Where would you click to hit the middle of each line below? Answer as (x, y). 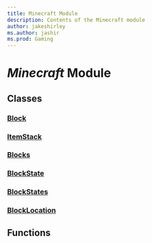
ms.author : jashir (33, 33)
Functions (29, 232)
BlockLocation (31, 211)
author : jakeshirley (37, 26)
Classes (25, 98)
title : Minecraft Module (42, 13)
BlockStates (28, 192)
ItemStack (25, 136)
